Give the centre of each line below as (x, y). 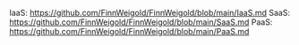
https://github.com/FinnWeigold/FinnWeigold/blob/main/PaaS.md (129, 31)
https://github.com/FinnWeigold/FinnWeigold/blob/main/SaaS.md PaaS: (141, 22)
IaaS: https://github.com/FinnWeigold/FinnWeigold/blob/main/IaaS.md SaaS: (150, 13)
